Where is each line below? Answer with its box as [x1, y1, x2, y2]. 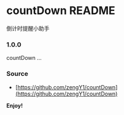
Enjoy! [6, 102, 23, 109]
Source [6, 70, 29, 78]
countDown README [6, 4, 115, 18]
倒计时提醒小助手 [6, 24, 50, 32]
